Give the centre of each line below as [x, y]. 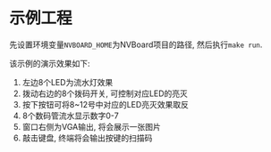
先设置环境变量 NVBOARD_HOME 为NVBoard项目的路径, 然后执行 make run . [136, 44]
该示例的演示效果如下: [50, 63]
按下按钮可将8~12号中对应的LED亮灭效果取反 [106, 104]
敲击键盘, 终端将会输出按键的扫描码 [87, 138]
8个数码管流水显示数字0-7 [70, 116]
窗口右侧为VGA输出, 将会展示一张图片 [91, 126]
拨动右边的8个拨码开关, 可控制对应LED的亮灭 [105, 93]
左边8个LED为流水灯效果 [68, 82]
